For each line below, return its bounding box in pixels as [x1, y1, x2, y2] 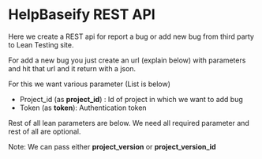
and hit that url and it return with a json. [8, 63, 137, 73]
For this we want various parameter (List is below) [8, 79, 171, 89]
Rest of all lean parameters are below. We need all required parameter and [8, 118, 250, 127]
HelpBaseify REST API [8, 6, 155, 24]
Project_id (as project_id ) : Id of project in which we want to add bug [19, 94, 243, 104]
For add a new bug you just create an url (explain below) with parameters [8, 55, 246, 65]
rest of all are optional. [8, 127, 81, 136]
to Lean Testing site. [8, 40, 74, 49]
